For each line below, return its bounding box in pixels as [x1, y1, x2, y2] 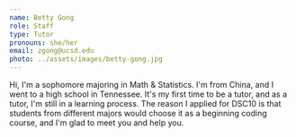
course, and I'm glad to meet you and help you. [9, 117, 184, 128]
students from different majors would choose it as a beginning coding [9, 108, 267, 118]
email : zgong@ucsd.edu [9, 47, 94, 56]
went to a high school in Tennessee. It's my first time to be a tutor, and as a [9, 89, 288, 99]
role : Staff [9, 21, 54, 30]
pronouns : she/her [9, 38, 78, 47]
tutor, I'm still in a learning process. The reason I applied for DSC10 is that [9, 98, 282, 108]
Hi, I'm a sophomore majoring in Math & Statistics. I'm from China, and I [9, 80, 274, 90]
